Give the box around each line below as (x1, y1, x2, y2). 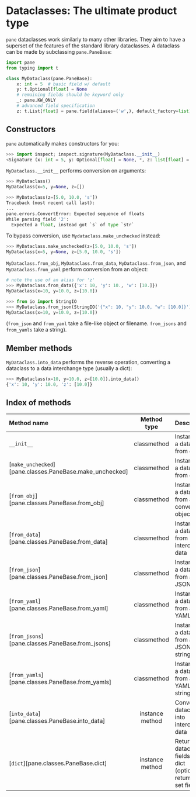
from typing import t (6, 65, 59, 71)
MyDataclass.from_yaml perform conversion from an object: (6, 266, 148, 273)
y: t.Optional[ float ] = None (16, 87, 87, 92)
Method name (9, 419, 48, 427)
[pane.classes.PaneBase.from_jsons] (9, 639, 111, 647)
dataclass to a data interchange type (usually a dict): (6, 365, 132, 372)
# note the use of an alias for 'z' (6, 277, 95, 283)
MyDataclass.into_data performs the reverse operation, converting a (6, 358, 171, 366)
